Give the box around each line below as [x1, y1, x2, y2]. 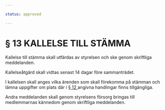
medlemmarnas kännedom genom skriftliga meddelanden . [5, 99, 126, 105]
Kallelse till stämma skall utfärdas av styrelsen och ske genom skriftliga [5, 54, 152, 60]
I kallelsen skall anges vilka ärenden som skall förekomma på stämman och [5, 78, 160, 85]
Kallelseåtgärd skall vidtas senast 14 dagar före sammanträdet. [5, 69, 135, 75]
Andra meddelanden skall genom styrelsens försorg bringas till [5, 93, 135, 100]
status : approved [5, 11, 42, 16]
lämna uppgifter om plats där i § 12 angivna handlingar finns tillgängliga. [5, 84, 154, 90]
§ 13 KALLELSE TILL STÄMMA [5, 37, 131, 49]
